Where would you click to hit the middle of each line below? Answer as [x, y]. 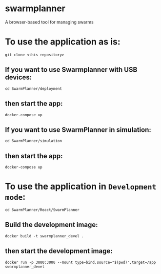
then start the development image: [59, 251]
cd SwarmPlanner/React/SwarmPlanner [42, 210]
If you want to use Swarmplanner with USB [71, 70]
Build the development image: [52, 225]
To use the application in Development [81, 187]
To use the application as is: [63, 42]
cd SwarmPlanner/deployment [34, 88]
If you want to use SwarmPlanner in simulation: [78, 130]
